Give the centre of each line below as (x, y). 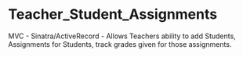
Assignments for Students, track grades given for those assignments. (120, 44)
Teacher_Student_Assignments (113, 14)
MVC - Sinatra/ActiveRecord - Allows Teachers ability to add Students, (122, 36)
